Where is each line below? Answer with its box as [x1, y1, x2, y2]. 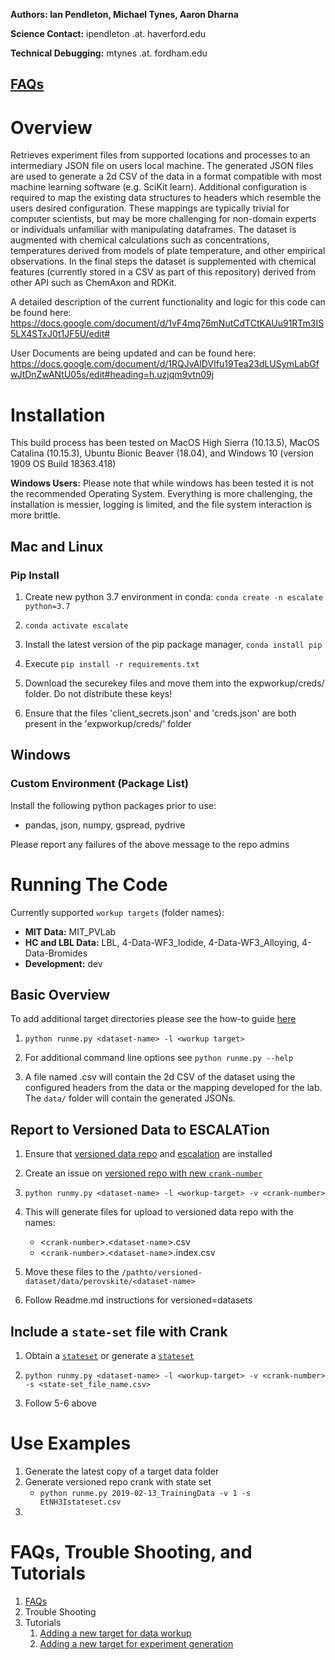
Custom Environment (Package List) [10, 777, 190, 791]
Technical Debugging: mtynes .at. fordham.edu [10, 47, 208, 59]
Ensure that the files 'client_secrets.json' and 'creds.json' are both [24, 707, 297, 719]
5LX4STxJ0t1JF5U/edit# [10, 328, 111, 340]
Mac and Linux [10, 538, 104, 555]
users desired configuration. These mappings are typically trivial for [10, 202, 290, 214]
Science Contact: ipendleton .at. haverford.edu [10, 28, 207, 39]
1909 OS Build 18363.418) [10, 458, 117, 470]
